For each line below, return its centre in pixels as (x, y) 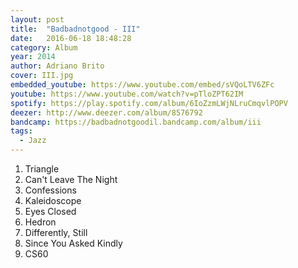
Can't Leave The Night (71, 179)
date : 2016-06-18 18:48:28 (71, 38)
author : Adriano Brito (57, 66)
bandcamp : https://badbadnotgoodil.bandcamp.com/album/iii (136, 122)
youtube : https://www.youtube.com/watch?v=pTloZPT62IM (127, 94)
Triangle (42, 169)
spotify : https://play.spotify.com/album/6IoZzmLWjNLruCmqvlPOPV (149, 103)
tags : (21, 131)
